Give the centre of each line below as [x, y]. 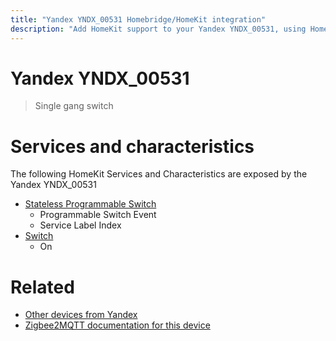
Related [42, 287]
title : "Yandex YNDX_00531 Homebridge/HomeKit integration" [138, 19]
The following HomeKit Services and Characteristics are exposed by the [159, 174]
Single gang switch [74, 106]
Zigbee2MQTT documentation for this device [117, 325]
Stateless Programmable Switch [90, 204]
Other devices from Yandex [81, 315]
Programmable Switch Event [98, 215]
